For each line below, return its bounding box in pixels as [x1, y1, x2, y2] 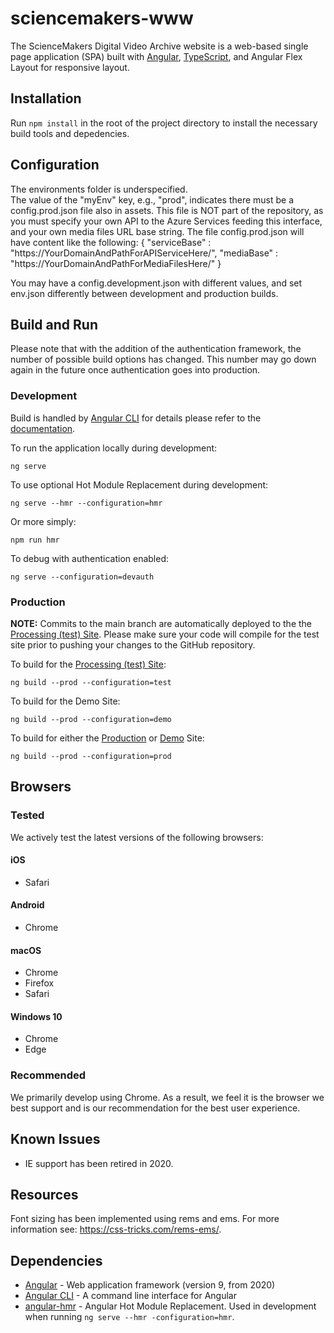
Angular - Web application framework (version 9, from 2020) [24, 1279, 276, 1291]
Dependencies [10, 1252, 103, 1269]
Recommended [10, 1068, 87, 1082]
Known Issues [10, 1131, 101, 1148]
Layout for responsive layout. [10, 61, 130, 73]
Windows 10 [10, 1010, 63, 1022]
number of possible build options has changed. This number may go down [10, 353, 317, 366]
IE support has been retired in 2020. [24, 1157, 174, 1169]
